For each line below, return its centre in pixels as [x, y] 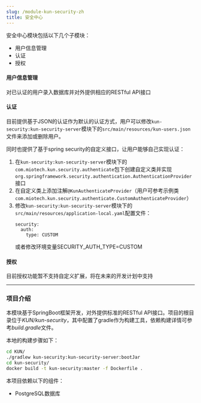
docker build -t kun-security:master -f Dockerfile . [75, 369]
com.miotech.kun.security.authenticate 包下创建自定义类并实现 [93, 169]
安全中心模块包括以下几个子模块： [48, 35]
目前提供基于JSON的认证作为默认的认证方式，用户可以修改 [79, 121]
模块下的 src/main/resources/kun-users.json [136, 129]
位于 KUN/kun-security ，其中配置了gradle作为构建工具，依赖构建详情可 [99, 320]
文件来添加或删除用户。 [35, 136]
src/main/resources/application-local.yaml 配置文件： [83, 213]
